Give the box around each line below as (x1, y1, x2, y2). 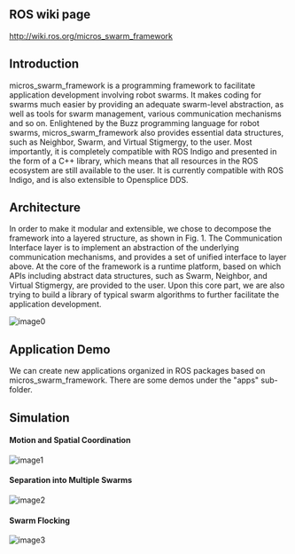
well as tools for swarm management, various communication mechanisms (9, 108, 282, 119)
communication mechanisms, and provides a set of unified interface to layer (9, 252, 287, 263)
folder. (9, 384, 33, 395)
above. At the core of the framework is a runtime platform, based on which (9, 261, 282, 272)
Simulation (9, 410, 70, 425)
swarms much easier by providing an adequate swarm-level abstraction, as (9, 99, 284, 109)
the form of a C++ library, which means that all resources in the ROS (9, 155, 259, 166)
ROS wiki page (9, 7, 91, 22)
